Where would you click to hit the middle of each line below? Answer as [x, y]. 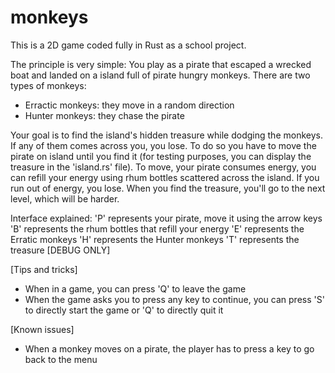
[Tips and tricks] [44, 269]
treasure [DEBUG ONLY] [60, 250]
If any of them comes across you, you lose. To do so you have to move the [163, 145]
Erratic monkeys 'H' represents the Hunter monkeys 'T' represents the [155, 239]
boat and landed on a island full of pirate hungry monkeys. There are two [160, 75]
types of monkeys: [48, 85]
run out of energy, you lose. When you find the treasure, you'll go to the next [168, 188]
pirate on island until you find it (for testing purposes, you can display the [161, 156]
